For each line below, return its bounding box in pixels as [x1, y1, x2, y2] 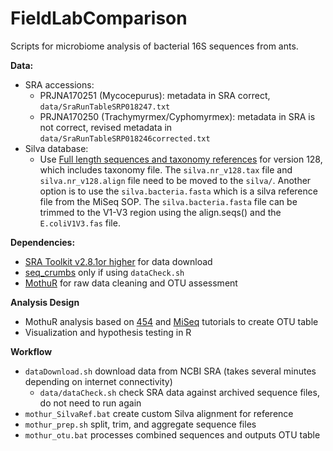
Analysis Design [10, 296, 80, 308]
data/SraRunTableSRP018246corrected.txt [39, 133, 211, 144]
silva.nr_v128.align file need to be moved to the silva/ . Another [39, 174, 312, 186]
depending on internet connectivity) [24, 375, 173, 387]
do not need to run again [39, 397, 142, 409]
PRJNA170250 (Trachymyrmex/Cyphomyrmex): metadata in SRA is [39, 110, 316, 122]
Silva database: [24, 142, 89, 154]
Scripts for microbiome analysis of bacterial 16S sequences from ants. [10, 40, 299, 52]
